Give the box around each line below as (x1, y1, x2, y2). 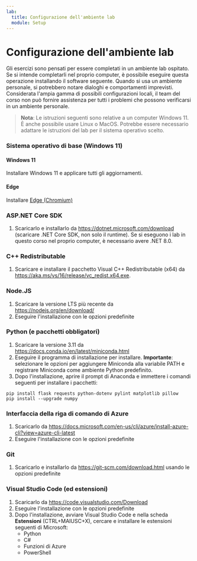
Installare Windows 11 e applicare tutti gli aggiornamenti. (6, 170, 143, 177)
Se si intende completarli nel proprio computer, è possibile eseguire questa (6, 71, 189, 78)
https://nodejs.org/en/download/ (14, 306, 95, 313)
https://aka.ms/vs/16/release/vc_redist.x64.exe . (14, 272, 131, 279)
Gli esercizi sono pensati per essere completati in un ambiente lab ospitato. (6, 65, 189, 72)
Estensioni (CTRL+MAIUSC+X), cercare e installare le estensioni (14, 517, 172, 524)
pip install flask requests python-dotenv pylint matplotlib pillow (6, 390, 179, 397)
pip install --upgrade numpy (6, 395, 78, 401)
